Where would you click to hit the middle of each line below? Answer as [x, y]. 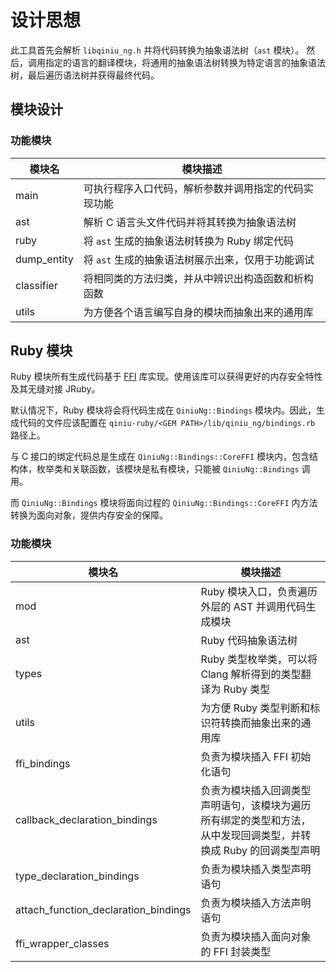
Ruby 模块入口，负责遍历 [259, 591]
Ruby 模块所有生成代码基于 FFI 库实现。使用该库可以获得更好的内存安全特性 [166, 377]
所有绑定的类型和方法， [256, 820]
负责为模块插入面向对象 [256, 936]
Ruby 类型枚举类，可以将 [259, 659]
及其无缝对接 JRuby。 [55, 389]
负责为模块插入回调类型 [256, 790]
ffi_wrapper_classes [62, 943]
